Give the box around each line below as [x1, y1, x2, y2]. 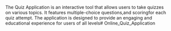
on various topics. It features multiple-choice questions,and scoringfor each [5, 9, 166, 15]
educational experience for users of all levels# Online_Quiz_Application [5, 20, 156, 26]
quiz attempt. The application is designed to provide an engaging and [5, 15, 153, 20]
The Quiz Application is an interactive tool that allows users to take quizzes [5, 4, 164, 10]
